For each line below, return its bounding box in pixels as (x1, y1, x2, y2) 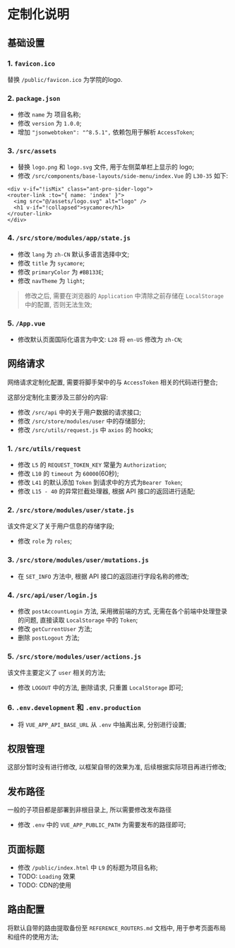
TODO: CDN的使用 (17, 881, 72, 889)
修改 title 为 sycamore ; (17, 258, 85, 267)
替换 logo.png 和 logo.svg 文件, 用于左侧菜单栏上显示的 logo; (17, 163, 195, 172)
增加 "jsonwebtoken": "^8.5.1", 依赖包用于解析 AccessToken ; (17, 128, 195, 136)
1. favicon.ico (7, 58, 55, 68)
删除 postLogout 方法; (17, 633, 80, 642)
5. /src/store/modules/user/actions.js (7, 651, 142, 661)
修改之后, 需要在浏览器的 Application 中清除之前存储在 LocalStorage (24, 291, 224, 300)
